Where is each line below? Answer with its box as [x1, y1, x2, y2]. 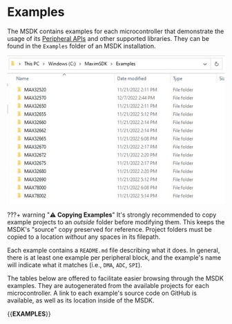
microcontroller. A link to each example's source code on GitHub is [7, 289, 197, 297]
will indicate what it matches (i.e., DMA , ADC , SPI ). [7, 260, 143, 269]
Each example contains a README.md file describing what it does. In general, [7, 246, 220, 254]
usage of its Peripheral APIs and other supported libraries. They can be [7, 34, 209, 42]
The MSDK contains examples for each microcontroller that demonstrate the [7, 27, 224, 35]
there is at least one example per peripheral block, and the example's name [7, 253, 222, 262]
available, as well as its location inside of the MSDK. [7, 296, 155, 305]
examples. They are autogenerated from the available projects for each [7, 281, 209, 289]
